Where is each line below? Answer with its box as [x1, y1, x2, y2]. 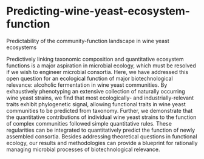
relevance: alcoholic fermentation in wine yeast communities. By [6, 81, 168, 89]
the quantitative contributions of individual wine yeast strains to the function [6, 113, 197, 121]
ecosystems [6, 44, 37, 51]
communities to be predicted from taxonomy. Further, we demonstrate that [6, 107, 193, 114]
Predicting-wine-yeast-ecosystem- [6, 4, 190, 18]
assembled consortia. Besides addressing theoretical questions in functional [6, 132, 197, 140]
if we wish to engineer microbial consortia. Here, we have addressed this [6, 68, 189, 75]
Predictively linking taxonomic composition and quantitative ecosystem [6, 55, 184, 63]
